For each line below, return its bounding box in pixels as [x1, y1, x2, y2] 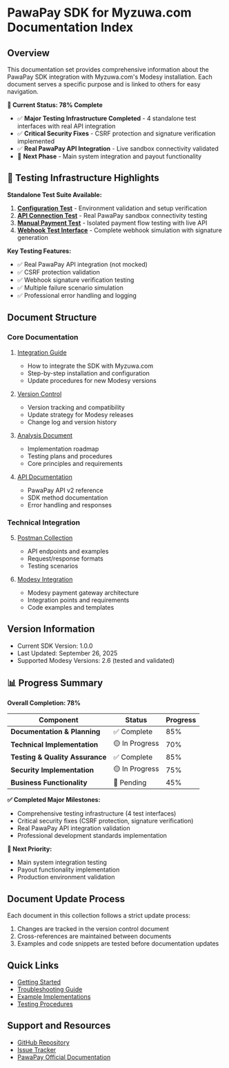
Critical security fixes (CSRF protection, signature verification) [17, 817, 194, 825]
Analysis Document [17, 431, 73, 440]
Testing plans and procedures [27, 451, 112, 460]
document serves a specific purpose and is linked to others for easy [7, 80, 201, 88]
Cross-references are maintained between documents [17, 932, 172, 941]
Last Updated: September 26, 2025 [17, 648, 118, 657]
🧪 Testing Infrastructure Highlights [7, 172, 160, 184]
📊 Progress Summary [7, 677, 103, 688]
